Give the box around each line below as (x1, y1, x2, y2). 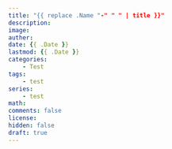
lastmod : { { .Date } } (8, 48, 80, 56)
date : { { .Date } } (8, 41, 69, 49)
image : (8, 26, 30, 34)
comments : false (8, 107, 62, 115)
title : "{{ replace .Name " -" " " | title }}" (8, 11, 165, 20)
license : (8, 114, 37, 122)
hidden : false (8, 121, 55, 129)
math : (8, 99, 26, 107)
